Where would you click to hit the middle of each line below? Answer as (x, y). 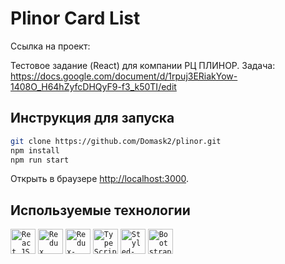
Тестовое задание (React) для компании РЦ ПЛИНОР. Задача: (143, 65)
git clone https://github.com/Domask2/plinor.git (116, 141)
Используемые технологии (100, 210)
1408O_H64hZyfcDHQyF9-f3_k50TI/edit (93, 86)
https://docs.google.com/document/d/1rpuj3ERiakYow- (124, 76)
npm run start (40, 160)
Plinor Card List (75, 18)
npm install (35, 150)
